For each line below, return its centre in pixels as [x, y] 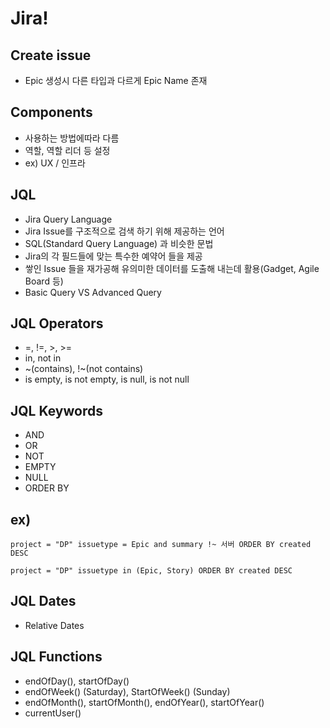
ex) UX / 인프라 [55, 163]
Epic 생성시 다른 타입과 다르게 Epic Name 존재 [116, 80]
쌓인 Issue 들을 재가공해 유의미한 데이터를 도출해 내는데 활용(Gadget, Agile [172, 268]
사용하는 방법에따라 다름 [72, 138]
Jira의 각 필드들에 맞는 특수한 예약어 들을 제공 [113, 256]
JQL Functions [56, 657]
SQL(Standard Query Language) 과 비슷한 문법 [119, 243]
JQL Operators [57, 323]
